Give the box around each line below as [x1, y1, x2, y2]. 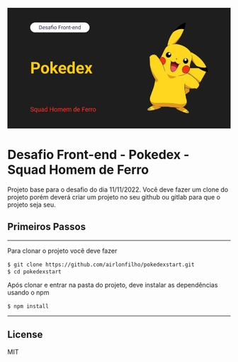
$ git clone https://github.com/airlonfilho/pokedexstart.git [7, 260, 195, 268]
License [7, 329, 43, 341]
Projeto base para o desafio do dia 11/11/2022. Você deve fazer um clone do [7, 185, 229, 194]
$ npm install [7, 302, 50, 309]
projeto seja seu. [7, 200, 56, 209]
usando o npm [7, 288, 50, 297]
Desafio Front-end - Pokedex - [7, 147, 190, 163]
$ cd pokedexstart [7, 268, 62, 275]
